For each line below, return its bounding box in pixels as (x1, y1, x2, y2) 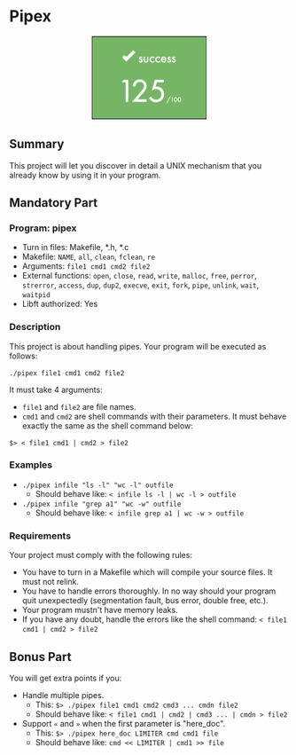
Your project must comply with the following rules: (9, 550, 193, 561)
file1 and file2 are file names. (21, 401, 136, 412)
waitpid (21, 291, 51, 300)
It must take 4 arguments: (9, 384, 104, 395)
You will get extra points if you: (9, 672, 122, 683)
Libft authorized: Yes (21, 299, 98, 310)
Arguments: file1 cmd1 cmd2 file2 (21, 261, 151, 271)
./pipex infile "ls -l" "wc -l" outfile (21, 481, 174, 490)
